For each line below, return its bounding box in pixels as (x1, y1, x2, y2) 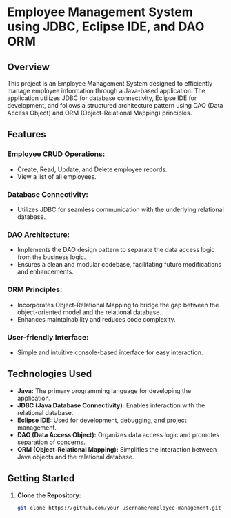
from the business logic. (17, 253, 86, 261)
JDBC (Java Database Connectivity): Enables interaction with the (17, 401, 205, 410)
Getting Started (7, 472, 75, 484)
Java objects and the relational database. (17, 452, 134, 461)
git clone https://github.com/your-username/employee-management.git (17, 504, 222, 511)
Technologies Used (7, 368, 92, 380)
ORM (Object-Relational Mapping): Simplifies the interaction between (17, 445, 217, 453)
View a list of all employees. (17, 172, 97, 180)
